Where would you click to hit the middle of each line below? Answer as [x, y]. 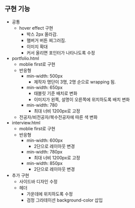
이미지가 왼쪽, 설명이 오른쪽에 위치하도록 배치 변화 [82, 99]
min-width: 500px [45, 76]
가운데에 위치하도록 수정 [50, 194]
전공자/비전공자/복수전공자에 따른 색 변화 [58, 117]
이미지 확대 [37, 47]
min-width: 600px [45, 140]
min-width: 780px [44, 152]
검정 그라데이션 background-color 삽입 [65, 200]
